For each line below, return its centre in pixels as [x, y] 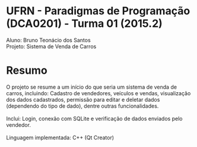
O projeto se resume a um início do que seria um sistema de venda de [91, 87]
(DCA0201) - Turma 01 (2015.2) [85, 24]
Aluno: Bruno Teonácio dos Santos [48, 40]
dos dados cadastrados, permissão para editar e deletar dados [83, 99]
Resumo [27, 71]
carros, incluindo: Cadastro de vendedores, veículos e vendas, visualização [99, 93]
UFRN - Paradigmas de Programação [98, 11]
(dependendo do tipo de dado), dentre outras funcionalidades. [82, 106]
